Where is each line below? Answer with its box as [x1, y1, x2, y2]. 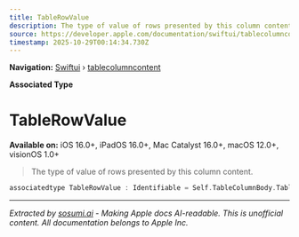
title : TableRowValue [9, 12, 90, 22]
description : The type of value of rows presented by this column [9, 21, 261, 30]
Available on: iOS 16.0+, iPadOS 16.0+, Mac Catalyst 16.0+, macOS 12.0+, [9, 139, 279, 151]
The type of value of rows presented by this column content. [30, 166, 254, 178]
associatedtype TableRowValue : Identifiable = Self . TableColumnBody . [9, 184, 277, 193]
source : [9, 29, 38, 38]
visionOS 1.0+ [9, 149, 60, 160]
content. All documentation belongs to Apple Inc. [9, 217, 189, 228]
